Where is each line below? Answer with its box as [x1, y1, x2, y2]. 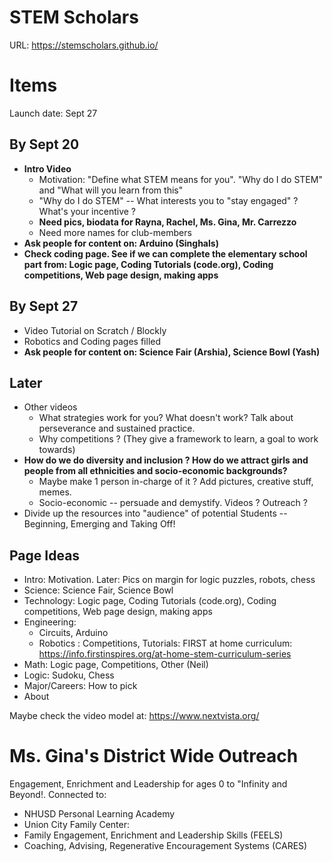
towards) [38, 444, 76, 456]
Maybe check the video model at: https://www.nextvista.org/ [9, 710, 260, 722]
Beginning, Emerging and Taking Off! [23, 518, 176, 530]
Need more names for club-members [38, 226, 192, 238]
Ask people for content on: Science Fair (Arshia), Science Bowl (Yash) [23, 346, 321, 358]
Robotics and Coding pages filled [23, 335, 162, 347]
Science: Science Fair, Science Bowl [23, 584, 174, 596]
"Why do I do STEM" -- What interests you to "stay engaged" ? [38, 194, 299, 206]
